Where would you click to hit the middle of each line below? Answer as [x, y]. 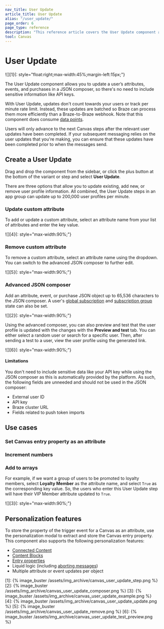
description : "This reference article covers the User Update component [81, 32]
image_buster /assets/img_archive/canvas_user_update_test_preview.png [79, 617]
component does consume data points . [44, 119]
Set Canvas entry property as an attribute [55, 442]
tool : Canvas [18, 37]
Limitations [17, 361]
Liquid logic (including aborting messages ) [55, 566]
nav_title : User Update [29, 10]
